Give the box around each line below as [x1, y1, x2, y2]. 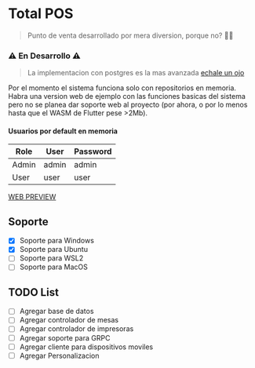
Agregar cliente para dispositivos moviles [19, 342, 154, 352]
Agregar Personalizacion [19, 351, 100, 360]
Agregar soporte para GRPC [19, 333, 111, 342]
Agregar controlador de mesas [19, 315, 119, 325]
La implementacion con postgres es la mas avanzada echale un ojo [27, 68, 245, 78]
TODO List [8, 286, 59, 299]
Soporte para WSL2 [19, 253, 84, 263]
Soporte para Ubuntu [19, 245, 89, 254]
